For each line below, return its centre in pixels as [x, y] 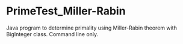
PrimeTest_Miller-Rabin [66, 11]
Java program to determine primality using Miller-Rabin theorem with [92, 28]
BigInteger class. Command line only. [52, 34]
